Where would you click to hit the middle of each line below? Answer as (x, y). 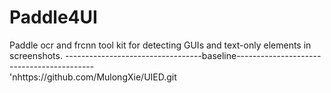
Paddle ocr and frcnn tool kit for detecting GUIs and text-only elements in (160, 45)
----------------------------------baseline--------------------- (193, 55)
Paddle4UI (53, 17)
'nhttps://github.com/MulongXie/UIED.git (93, 77)
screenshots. (36, 55)
